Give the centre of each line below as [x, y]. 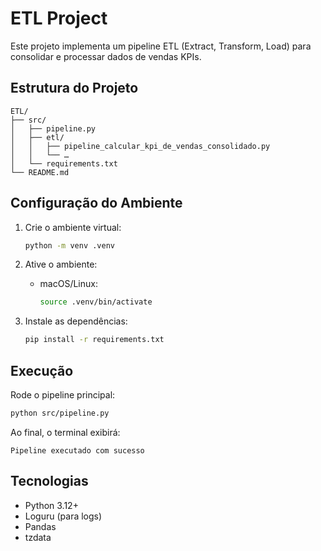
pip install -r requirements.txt [94, 340]
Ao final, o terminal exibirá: [65, 432]
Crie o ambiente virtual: [73, 227]
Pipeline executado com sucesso [77, 450]
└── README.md [40, 172]
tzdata [38, 537]
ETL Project [59, 18]
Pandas [40, 526]
